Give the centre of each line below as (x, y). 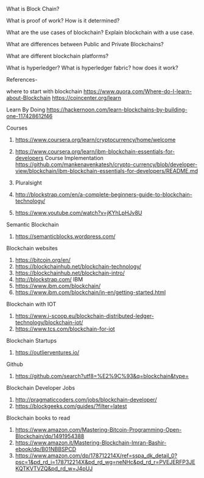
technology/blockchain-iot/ (49, 322)
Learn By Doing (26, 110)
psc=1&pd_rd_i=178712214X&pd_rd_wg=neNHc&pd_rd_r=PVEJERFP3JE (105, 462)
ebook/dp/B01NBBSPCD (46, 449)
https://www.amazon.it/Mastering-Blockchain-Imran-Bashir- (91, 443)
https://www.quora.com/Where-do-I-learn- (138, 91)
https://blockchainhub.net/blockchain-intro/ (70, 273)
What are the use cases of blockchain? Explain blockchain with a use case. (100, 32)
